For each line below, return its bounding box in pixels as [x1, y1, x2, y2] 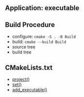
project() [12, 76, 30, 82]
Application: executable [5, 4, 80, 12]
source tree [12, 44, 36, 50]
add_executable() [12, 87, 47, 93]
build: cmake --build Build [12, 39, 67, 45]
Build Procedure [5, 21, 55, 29]
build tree [12, 49, 32, 55]
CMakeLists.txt [5, 63, 53, 72]
